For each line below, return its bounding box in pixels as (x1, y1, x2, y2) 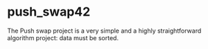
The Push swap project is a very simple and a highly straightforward (7, 27, 202, 35)
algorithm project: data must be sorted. (7, 33, 119, 42)
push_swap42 (7, 4, 91, 20)
